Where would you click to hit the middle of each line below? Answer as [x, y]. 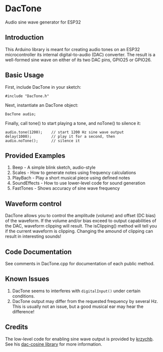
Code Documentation [39, 252]
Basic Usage [25, 75]
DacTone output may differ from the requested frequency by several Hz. [85, 301]
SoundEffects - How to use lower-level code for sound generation [79, 183]
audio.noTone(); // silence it [42, 141]
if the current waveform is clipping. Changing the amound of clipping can [79, 231]
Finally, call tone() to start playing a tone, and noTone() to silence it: [73, 123]
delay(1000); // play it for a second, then [60, 136]
